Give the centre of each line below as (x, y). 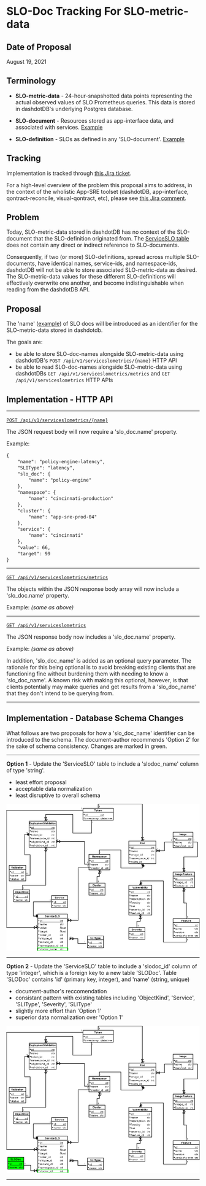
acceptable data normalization (54, 788)
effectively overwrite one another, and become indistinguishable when (95, 283)
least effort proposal (41, 782)
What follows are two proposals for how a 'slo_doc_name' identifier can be (101, 733)
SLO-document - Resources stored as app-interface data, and (94, 120)
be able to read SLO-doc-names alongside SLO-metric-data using (99, 367)
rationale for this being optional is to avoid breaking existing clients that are (101, 668)
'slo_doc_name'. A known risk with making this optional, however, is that (97, 680)
